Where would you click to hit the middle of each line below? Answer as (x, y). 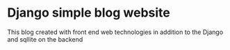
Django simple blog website (89, 13)
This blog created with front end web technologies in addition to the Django (115, 32)
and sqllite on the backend (45, 39)
